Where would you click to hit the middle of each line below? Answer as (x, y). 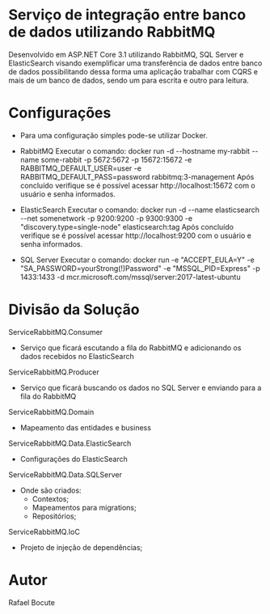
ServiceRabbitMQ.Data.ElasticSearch (70, 443)
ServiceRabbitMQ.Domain (51, 412)
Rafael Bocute (32, 602)
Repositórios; (54, 516)
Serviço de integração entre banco (127, 15)
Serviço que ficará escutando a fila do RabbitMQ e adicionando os (131, 347)
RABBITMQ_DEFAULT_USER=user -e (80, 168)
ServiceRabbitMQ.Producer (54, 372)
